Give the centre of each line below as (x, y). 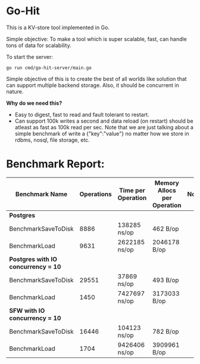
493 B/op (166, 280)
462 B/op (166, 229)
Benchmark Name (41, 194)
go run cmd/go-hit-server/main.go (49, 68)
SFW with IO (27, 310)
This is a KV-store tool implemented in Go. (58, 27)
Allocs (167, 190)
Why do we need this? (34, 103)
